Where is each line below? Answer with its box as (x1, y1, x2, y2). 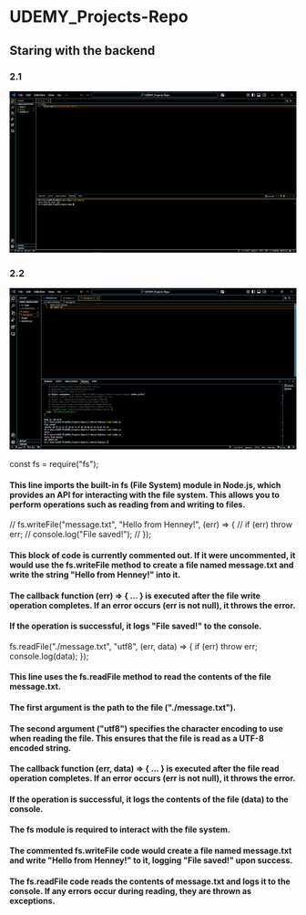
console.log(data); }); (9, 650, 89, 661)
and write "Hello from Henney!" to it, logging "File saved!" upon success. (9, 855, 293, 866)
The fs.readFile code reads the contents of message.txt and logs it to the (9, 876, 291, 887)
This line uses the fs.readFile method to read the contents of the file (9, 671, 271, 682)
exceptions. (9, 895, 56, 906)
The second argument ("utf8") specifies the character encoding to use (9, 723, 284, 733)
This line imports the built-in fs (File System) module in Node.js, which (9, 479, 281, 490)
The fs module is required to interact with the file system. (9, 824, 230, 836)
